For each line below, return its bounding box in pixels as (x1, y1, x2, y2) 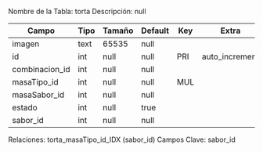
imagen (12, 38, 40, 49)
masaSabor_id (12, 89, 65, 100)
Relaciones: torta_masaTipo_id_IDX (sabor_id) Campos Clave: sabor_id (8, 135, 236, 144)
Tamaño (103, 25, 134, 36)
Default (140, 25, 170, 36)
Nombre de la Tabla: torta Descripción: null (8, 7, 146, 16)
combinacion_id (12, 64, 70, 74)
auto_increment (202, 51, 260, 62)
